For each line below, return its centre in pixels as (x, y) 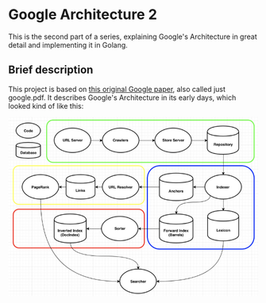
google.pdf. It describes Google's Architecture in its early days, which (122, 98)
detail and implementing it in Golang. (68, 44)
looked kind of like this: (46, 105)
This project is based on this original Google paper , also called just (117, 89)
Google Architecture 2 (83, 15)
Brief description (51, 70)
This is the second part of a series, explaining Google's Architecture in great (133, 36)
